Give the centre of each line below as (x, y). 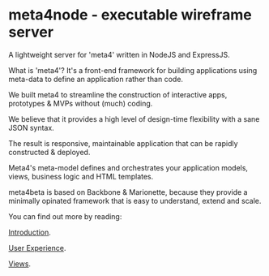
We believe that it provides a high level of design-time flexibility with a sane (134, 119)
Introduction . (30, 232)
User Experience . (37, 248)
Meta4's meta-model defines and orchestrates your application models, (128, 167)
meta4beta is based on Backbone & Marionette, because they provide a (128, 192)
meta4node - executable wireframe (130, 15)
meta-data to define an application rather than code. (96, 79)
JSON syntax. (31, 127)
